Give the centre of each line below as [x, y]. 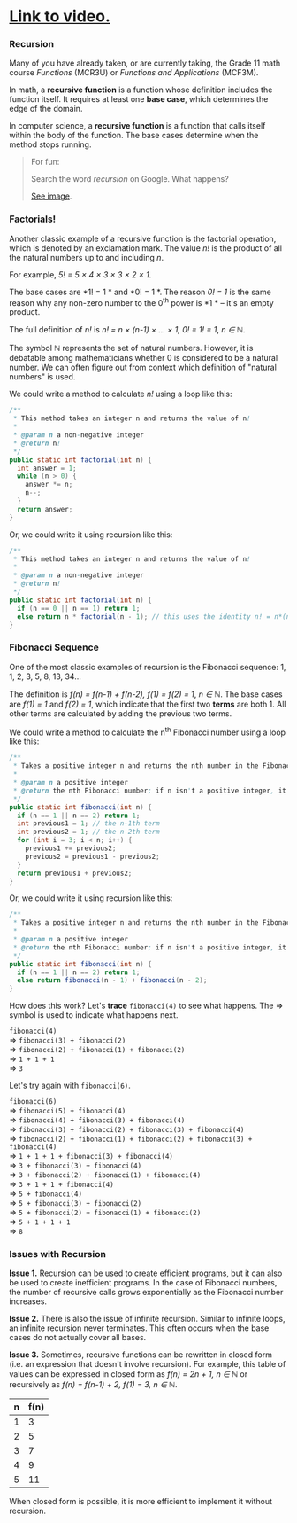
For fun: [45, 162]
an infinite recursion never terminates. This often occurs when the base [139, 1328]
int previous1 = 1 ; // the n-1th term [89, 824]
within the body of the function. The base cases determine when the [134, 136]
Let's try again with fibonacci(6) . [70, 1086]
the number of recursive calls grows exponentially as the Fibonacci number [146, 1293]
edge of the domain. [46, 109]
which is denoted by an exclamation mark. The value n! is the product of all [146, 248]
